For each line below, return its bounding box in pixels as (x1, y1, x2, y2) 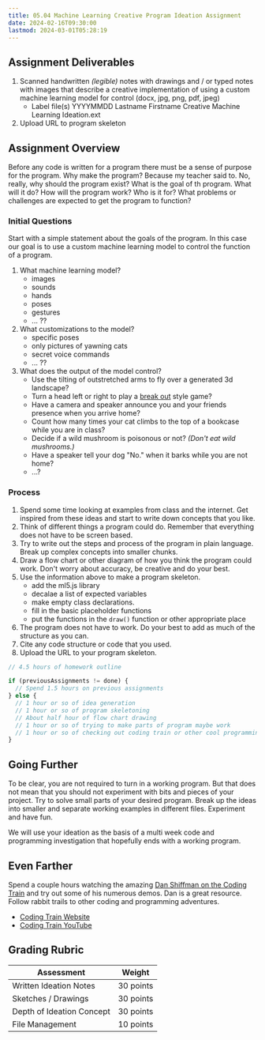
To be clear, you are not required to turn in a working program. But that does (8, 779, 256, 789)
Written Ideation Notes (12, 980, 96, 991)
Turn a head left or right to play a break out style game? (31, 392, 213, 401)
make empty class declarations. (31, 597, 135, 607)
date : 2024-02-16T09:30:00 (8, 19, 97, 27)
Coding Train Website (19, 912, 91, 921)
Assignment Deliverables (8, 55, 135, 69)
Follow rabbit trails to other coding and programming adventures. (8, 896, 220, 906)
